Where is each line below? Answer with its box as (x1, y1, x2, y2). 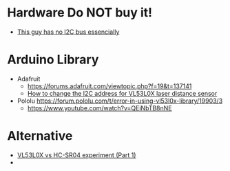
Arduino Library (7, 52, 99, 68)
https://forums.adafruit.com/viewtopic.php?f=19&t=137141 (27, 81, 192, 90)
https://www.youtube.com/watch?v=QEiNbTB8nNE (27, 103, 172, 112)
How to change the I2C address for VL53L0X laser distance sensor (27, 89, 218, 97)
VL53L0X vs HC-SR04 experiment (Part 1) (17, 150, 136, 159)
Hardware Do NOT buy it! (7, 5, 153, 21)
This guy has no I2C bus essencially (17, 28, 120, 36)
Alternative (7, 128, 73, 144)
